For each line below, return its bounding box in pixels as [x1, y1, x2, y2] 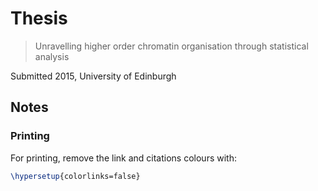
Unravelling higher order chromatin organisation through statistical [34, 40, 309, 52]
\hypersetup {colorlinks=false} [10, 171, 141, 181]
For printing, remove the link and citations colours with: [10, 152, 237, 164]
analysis [34, 50, 70, 62]
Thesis [10, 7, 68, 30]
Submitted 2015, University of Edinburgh [10, 70, 177, 82]
